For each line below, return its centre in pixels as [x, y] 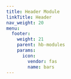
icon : [29, 56]
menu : [13, 28]
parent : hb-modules [41, 45]
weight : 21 [30, 39]
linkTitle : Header [29, 17]
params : [26, 50]
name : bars [41, 67]
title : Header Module [33, 12]
